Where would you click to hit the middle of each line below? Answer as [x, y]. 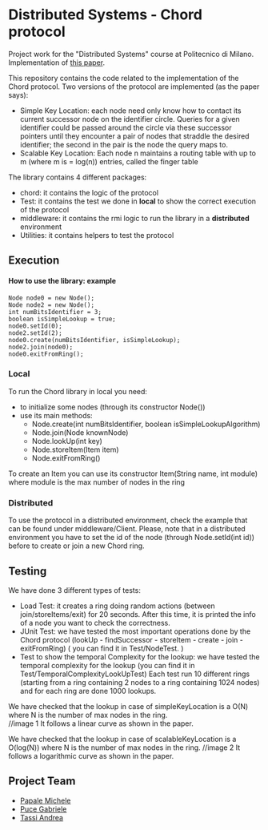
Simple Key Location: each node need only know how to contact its [130, 111]
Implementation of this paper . [57, 62]
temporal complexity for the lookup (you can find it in [107, 665]
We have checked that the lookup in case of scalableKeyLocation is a [122, 739]
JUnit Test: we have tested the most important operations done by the [135, 631]
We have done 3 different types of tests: [75, 590]
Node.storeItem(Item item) [75, 449]
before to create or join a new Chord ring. [77, 546]
